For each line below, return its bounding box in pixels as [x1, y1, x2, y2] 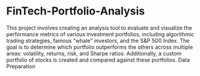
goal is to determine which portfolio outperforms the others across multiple [6, 43, 193, 51]
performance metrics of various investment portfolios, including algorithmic [6, 30, 195, 37]
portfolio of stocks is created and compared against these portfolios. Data [6, 56, 190, 63]
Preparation [6, 62, 36, 70]
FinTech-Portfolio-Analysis [6, 4, 145, 18]
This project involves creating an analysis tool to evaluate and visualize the [6, 24, 192, 31]
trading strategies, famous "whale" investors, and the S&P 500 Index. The [6, 37, 190, 44]
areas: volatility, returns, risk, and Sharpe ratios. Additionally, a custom [6, 49, 182, 57]
